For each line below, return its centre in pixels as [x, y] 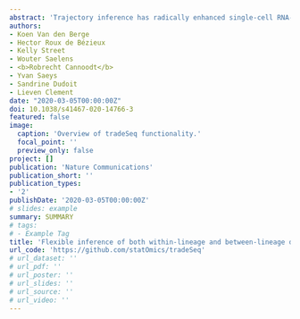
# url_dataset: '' [43, 259]
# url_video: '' [39, 300]
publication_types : [46, 184]
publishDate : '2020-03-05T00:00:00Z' [79, 201]
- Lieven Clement [42, 92]
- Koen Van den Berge [50, 34]
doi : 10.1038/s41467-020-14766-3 [71, 109]
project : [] [31, 159]
